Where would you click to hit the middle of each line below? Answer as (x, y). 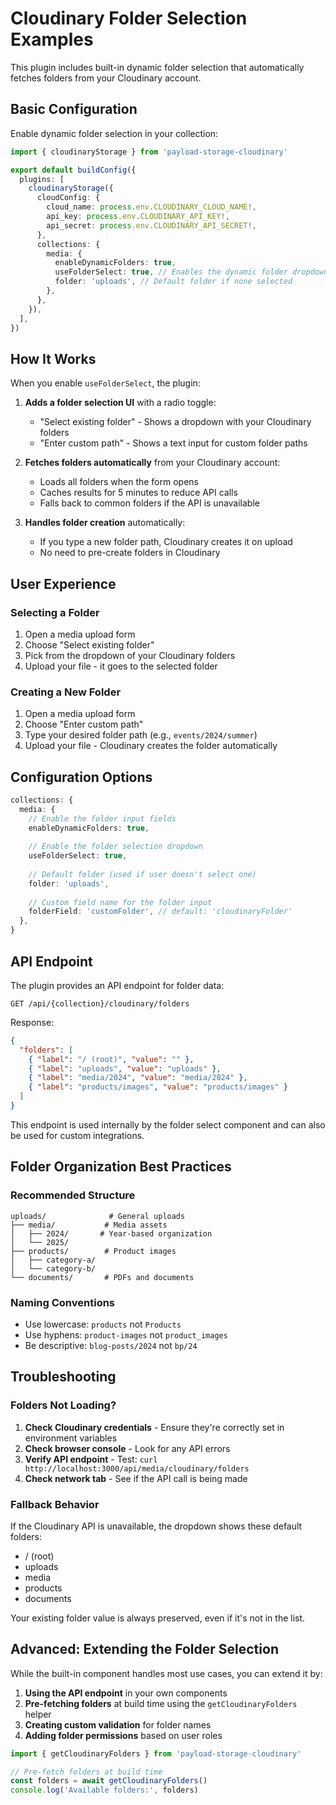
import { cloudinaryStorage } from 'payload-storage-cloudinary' (149, 152)
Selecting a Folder (55, 612)
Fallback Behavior (55, 1504)
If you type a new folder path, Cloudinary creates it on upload (166, 542)
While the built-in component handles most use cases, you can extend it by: (166, 1673)
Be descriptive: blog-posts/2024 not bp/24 (111, 1345)
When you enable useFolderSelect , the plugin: (105, 383)
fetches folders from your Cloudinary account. (106, 78)
